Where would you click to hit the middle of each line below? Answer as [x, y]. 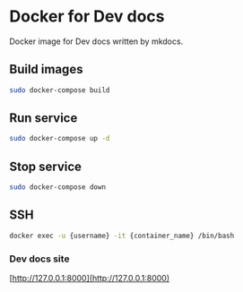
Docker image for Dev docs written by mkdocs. [96, 41]
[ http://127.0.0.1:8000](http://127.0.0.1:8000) [90, 278]
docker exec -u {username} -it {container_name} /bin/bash [122, 236]
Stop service [46, 166]
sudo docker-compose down [57, 187]
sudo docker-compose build [60, 90]
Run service [43, 118]
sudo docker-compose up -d [60, 139]
